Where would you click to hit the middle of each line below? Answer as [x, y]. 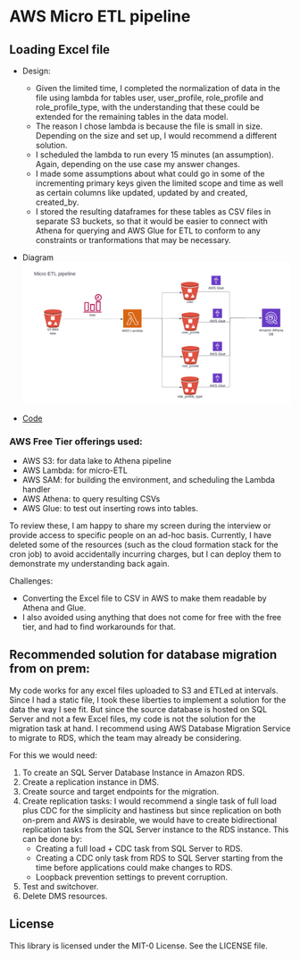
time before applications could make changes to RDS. [134, 867]
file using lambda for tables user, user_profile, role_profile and [150, 97]
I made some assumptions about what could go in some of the [150, 173]
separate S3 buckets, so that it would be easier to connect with [151, 221]
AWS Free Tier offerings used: [76, 442]
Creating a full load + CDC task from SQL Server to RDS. [139, 848]
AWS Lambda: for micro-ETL [75, 470]
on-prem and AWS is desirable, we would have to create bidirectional [149, 820]
